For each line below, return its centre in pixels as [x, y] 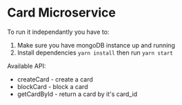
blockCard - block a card [52, 86]
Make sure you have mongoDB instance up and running [96, 45]
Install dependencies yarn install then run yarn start [95, 52]
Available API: [27, 66]
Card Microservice [61, 13]
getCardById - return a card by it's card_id [77, 94]
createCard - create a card [55, 79]
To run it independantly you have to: [58, 32]
